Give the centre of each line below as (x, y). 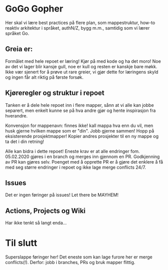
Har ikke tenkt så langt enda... (36, 223)
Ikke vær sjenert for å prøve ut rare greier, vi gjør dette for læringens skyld (82, 72)
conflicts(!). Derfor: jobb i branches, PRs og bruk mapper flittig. (70, 262)
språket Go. (17, 33)
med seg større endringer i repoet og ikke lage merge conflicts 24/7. (76, 167)
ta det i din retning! (25, 142)
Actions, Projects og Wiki (45, 211)
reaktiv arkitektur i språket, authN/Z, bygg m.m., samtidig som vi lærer (77, 28)
